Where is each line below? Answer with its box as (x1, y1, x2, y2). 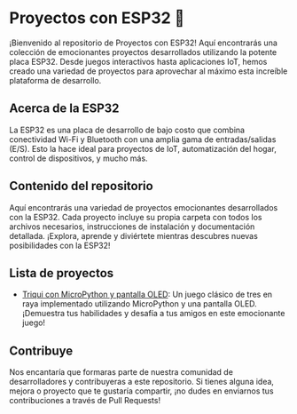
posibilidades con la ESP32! (9, 240, 111, 251)
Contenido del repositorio (9, 179, 153, 194)
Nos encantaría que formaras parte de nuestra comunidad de (9, 367, 233, 378)
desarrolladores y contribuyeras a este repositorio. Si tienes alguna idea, (9, 377, 275, 387)
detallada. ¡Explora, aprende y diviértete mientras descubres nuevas (9, 230, 259, 241)
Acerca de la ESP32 (9, 101, 120, 116)
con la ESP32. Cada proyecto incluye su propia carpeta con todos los (9, 211, 262, 222)
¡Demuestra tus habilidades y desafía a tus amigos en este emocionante (21, 308, 285, 319)
